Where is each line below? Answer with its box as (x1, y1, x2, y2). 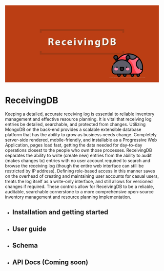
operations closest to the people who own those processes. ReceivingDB (5, 147, 152, 153)
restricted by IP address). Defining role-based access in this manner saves (5, 168, 155, 174)
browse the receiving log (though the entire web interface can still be (5, 163, 144, 168)
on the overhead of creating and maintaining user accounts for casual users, (5, 173, 159, 179)
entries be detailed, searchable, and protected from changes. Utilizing (5, 121, 146, 127)
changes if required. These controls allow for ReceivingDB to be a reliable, (5, 184, 155, 189)
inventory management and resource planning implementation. (5, 194, 132, 200)
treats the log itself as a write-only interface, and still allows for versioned (5, 178, 153, 184)
